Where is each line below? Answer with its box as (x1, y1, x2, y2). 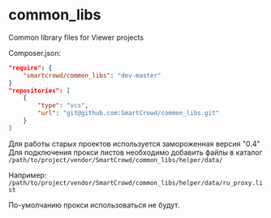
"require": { (8, 63, 53, 72)
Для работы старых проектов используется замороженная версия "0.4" (8, 139, 260, 148)
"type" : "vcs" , (37, 101, 89, 110)
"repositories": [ (8, 87, 71, 95)
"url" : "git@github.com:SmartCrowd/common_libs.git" (37, 109, 220, 118)
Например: (8, 170, 47, 180)
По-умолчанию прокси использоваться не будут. (8, 200, 180, 210)
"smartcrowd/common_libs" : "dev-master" (23, 71, 161, 79)
